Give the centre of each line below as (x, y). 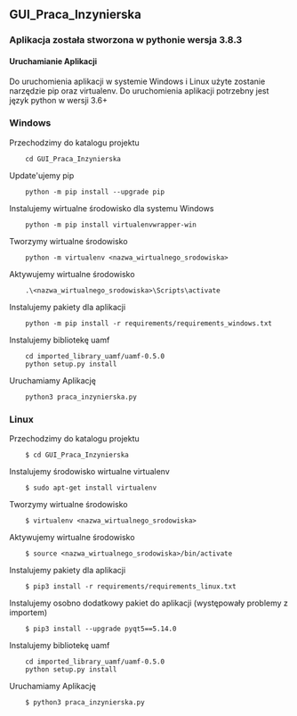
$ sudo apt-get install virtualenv (91, 488)
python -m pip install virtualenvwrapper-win (111, 225)
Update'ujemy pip (42, 175)
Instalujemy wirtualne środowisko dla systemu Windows (112, 208)
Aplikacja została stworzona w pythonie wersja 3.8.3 (126, 40)
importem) (28, 613)
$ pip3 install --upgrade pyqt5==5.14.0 (101, 629)
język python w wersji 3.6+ (59, 100)
